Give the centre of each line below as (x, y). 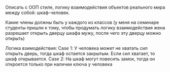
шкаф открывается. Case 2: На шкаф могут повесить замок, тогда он (80, 59)
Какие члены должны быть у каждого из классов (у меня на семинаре (82, 22)
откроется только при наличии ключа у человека (59, 64)
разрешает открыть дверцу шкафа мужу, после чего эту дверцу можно (83, 33)
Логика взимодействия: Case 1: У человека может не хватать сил (77, 48)
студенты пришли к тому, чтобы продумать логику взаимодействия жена (85, 28)
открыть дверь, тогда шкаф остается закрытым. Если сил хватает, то (80, 53)
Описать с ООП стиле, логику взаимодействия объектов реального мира (85, 7)
